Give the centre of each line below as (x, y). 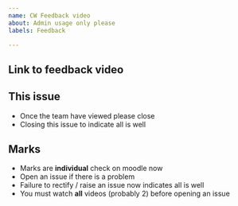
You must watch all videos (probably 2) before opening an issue (125, 194)
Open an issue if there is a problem (77, 177)
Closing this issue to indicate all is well (82, 124)
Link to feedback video (66, 70)
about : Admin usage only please (62, 23)
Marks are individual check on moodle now (91, 169)
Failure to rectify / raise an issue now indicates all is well (112, 185)
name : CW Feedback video (49, 16)
